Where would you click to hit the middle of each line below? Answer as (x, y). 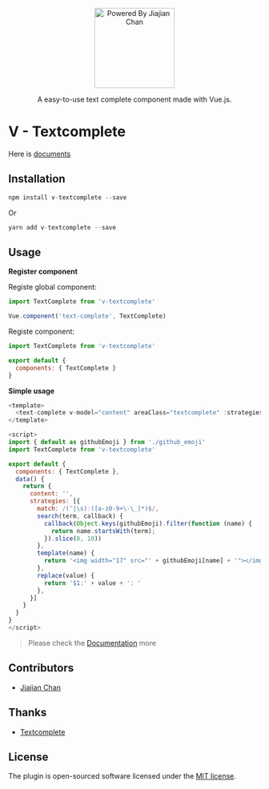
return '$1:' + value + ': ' (92, 583)
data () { (30, 479)
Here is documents (40, 154)
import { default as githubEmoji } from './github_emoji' (107, 443)
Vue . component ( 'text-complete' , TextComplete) (87, 316)
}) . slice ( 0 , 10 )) (73, 539)
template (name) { (66, 553)
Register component (43, 271)
